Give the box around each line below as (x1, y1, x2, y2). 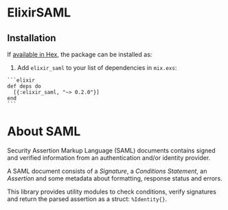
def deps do (7, 83, 41, 90)
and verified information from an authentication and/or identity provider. (7, 153, 211, 162)
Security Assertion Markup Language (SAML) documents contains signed (7, 146, 216, 154)
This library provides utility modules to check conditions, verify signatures (7, 187, 216, 196)
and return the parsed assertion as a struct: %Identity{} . (7, 194, 167, 203)
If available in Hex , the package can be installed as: (7, 50, 152, 58)
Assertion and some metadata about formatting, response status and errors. (7, 174, 223, 183)
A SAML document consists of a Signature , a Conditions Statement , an (7, 167, 207, 175)
